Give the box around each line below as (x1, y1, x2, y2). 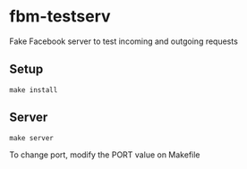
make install (9, 85, 58, 95)
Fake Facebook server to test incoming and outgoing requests (9, 36, 239, 46)
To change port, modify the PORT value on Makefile (9, 149, 200, 160)
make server (9, 133, 54, 142)
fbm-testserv (9, 6, 111, 27)
